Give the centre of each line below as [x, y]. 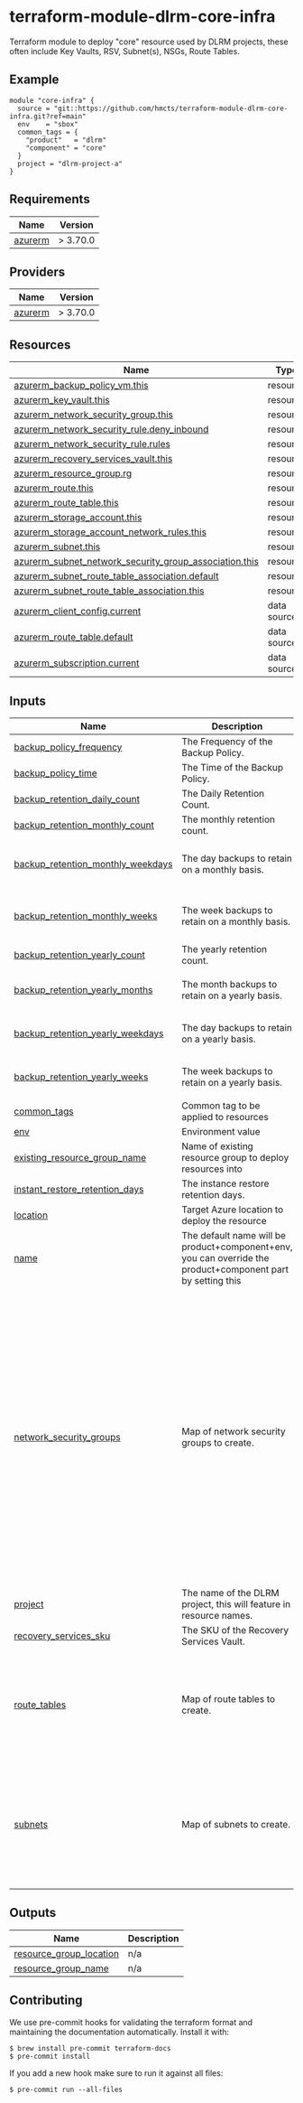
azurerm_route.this [54, 488]
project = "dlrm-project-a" [70, 164]
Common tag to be [221, 1106]
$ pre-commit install [50, 2056]
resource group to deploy [235, 1158]
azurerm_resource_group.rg [73, 473]
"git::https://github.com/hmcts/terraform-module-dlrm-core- [171, 108]
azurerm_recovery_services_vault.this [93, 459]
